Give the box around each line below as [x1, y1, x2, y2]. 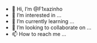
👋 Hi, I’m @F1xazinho [11, 6, 63, 12]
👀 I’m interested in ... [11, 12, 62, 19]
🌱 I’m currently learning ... [11, 18, 75, 24]
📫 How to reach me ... [11, 31, 66, 37]
